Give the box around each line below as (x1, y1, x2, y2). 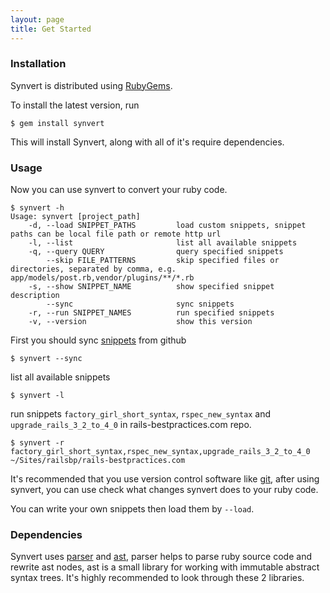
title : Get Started (10, 24, 92, 34)
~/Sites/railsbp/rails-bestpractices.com (10, 456, 186, 466)
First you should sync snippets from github (10, 334, 187, 346)
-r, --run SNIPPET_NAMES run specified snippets (28, 308, 275, 318)
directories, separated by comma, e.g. (10, 264, 177, 275)
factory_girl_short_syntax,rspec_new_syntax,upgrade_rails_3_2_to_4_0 (10, 447, 311, 457)
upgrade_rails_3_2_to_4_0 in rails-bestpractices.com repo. (10, 419, 252, 431)
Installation (10, 57, 67, 71)
